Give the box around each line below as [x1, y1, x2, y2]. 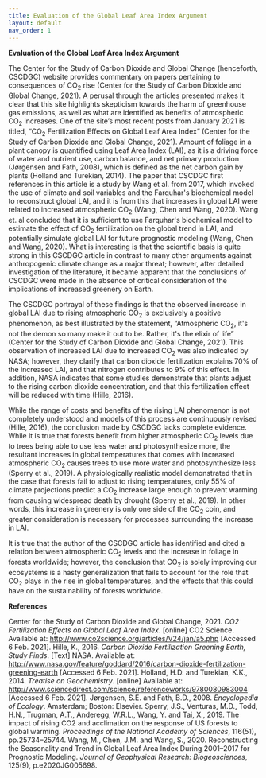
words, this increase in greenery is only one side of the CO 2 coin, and [8, 504, 236, 515]
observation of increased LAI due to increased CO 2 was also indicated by [8, 345, 249, 357]
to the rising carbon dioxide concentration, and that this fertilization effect [8, 381, 250, 391]
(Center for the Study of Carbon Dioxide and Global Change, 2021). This [8, 337, 244, 347]
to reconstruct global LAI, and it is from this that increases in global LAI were [8, 196, 258, 205]
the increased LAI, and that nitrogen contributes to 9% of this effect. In [8, 364, 240, 374]
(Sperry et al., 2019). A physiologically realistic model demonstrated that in [8, 469, 253, 478]
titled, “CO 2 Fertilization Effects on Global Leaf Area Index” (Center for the [8, 126, 250, 138]
